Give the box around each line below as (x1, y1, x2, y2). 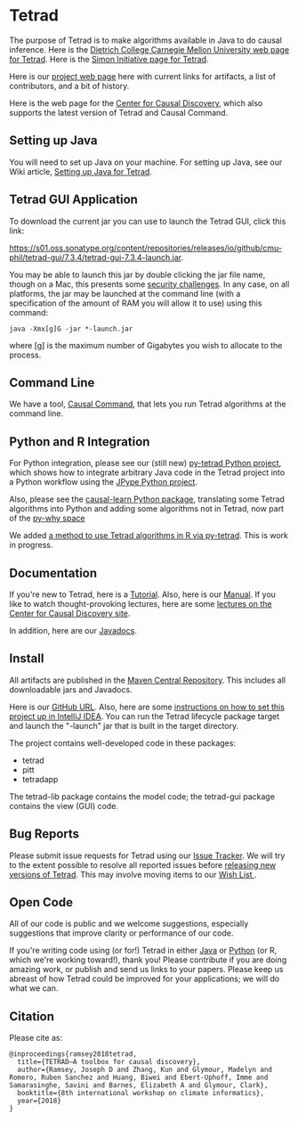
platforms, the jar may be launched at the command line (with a (9, 288, 241, 299)
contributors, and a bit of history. (9, 80, 130, 91)
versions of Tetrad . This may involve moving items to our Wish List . (9, 869, 257, 880)
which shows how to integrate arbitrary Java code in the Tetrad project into (9, 467, 286, 478)
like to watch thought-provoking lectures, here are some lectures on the (9, 599, 272, 609)
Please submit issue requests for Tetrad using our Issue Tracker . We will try (9, 850, 286, 861)
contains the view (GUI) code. (9, 800, 118, 811)
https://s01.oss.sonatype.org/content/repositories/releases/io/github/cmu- (9, 242, 283, 253)
